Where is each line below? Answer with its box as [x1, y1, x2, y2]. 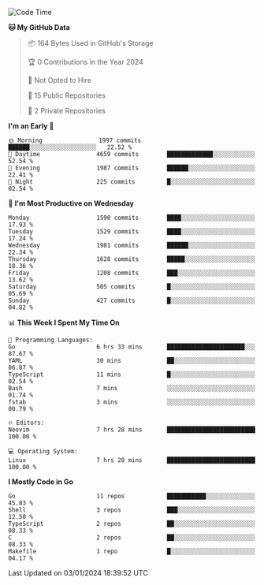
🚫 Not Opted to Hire [27, 76, 92, 84]
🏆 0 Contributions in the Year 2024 [27, 58, 144, 66]
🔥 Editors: [8, 419, 45, 427]
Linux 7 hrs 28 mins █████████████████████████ [8, 456, 256, 464]
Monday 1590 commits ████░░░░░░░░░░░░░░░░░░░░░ [8, 214, 256, 222]
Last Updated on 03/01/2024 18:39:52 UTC [8, 568, 148, 577]
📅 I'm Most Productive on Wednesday [8, 199, 134, 208]
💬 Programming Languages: [8, 336, 93, 344]
